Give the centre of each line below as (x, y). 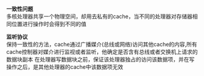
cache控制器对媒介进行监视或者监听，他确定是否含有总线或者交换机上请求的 (102, 52)
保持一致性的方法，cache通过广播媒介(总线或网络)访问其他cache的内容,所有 (102, 44)
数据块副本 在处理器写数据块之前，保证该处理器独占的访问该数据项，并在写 (100, 59)
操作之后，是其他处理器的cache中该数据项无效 (65, 67)
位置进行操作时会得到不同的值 (49, 24)
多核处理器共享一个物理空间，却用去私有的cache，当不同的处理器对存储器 (100, 16)
